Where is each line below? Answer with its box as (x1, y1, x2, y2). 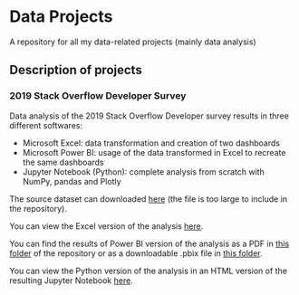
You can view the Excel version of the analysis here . (9, 220, 204, 232)
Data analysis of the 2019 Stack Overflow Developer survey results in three (9, 110, 290, 121)
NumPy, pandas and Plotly (22, 176, 121, 186)
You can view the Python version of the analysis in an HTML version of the (9, 265, 288, 276)
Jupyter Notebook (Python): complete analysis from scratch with (22, 166, 265, 177)
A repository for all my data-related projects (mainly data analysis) (9, 36, 256, 47)
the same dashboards (22, 157, 104, 167)
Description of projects (9, 62, 142, 78)
